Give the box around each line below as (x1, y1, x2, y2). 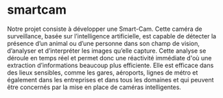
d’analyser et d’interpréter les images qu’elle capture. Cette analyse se (7, 47, 207, 55)
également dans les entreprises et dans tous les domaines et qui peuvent (7, 75, 214, 84)
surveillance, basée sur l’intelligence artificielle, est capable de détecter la (7, 32, 217, 40)
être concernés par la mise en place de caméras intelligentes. (7, 83, 182, 91)
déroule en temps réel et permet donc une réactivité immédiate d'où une (7, 53, 212, 62)
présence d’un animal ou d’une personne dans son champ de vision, (7, 39, 200, 47)
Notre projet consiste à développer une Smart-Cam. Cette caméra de (7, 25, 202, 33)
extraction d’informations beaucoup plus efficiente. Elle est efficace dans (7, 61, 214, 69)
